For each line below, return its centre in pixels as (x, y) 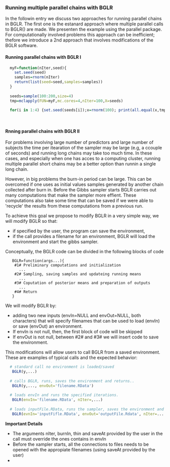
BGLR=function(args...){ (38, 261)
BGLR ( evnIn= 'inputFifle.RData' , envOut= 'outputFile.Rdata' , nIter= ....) (90, 414)
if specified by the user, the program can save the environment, (79, 231)
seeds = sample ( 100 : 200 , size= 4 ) (41, 96)
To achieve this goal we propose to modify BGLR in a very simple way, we (82, 216)
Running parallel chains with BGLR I (43, 57)
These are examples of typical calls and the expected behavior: (71, 358)
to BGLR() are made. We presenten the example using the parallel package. (84, 29)
